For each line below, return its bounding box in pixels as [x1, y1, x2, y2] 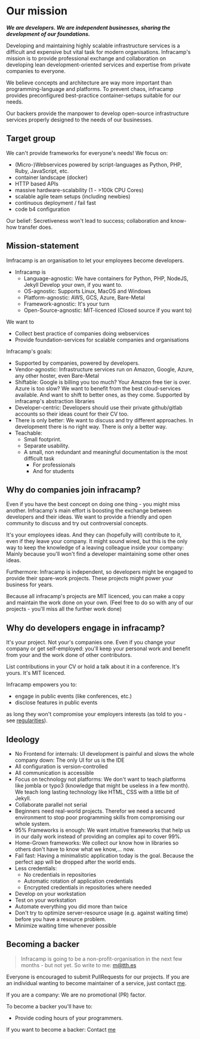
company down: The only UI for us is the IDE [14, 756, 125, 764]
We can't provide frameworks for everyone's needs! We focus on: [6, 149, 168, 156]
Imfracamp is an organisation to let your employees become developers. [6, 256, 184, 264]
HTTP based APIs [14, 180, 59, 187]
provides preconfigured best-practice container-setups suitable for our [6, 92, 181, 99]
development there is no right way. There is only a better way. [14, 423, 167, 430]
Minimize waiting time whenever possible [14, 922, 116, 929]
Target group [6, 134, 56, 144]
